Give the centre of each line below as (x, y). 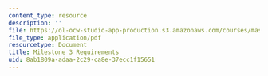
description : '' (35, 23)
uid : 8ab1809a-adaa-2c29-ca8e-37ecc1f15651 (82, 60)
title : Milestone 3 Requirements (64, 52)
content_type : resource (48, 15)
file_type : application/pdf (55, 38)
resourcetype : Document (48, 45)
